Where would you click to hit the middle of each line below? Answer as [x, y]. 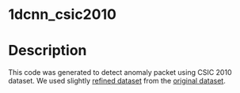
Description [48, 51]
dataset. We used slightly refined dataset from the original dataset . [117, 81]
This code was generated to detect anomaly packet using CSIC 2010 [120, 73]
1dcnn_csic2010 [63, 15]
